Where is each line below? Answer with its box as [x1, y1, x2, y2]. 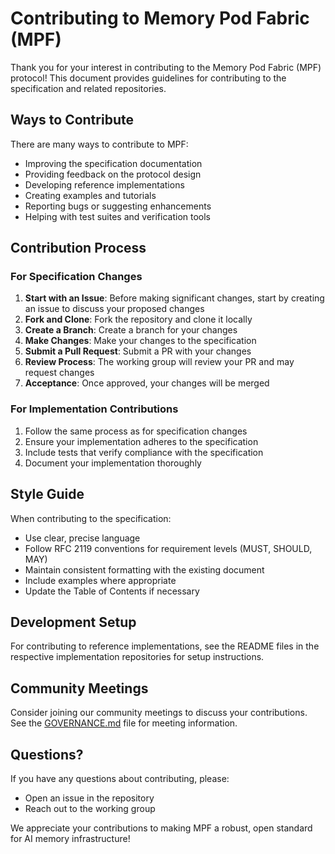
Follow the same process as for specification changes [24, 425, 248, 437]
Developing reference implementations [24, 178, 185, 191]
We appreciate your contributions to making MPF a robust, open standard [10, 822, 313, 834]
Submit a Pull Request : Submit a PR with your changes [24, 345, 252, 357]
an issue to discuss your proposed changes [24, 303, 205, 315]
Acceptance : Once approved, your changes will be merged [24, 377, 270, 389]
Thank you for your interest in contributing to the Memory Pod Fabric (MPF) [10, 61, 322, 73]
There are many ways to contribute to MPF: [10, 138, 189, 150]
